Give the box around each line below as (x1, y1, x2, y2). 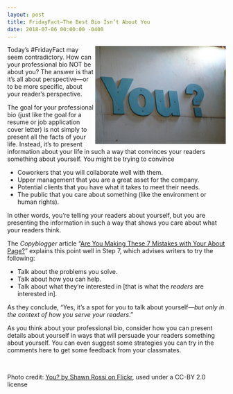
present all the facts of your (7, 132, 87, 142)
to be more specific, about (7, 83, 83, 91)
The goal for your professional (7, 103, 94, 112)
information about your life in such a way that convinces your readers (7, 148, 206, 156)
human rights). (17, 198, 60, 206)
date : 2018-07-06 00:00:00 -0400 (7, 26, 104, 33)
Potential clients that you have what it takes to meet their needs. (17, 183, 200, 191)
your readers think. (7, 226, 62, 234)
